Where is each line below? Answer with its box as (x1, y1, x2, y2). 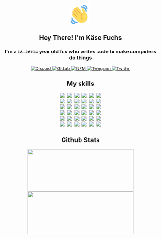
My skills (66, 80, 95, 88)
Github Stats (61, 136, 100, 144)
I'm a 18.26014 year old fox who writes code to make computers (4, 49, 157, 55)
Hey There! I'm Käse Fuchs (39, 34, 122, 42)
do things (69, 54, 92, 61)
